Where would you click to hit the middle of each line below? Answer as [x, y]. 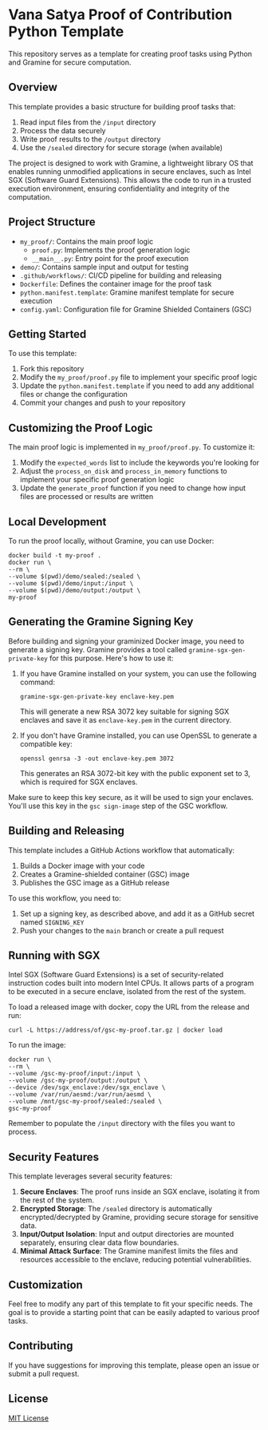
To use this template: [43, 354]
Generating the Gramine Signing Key [101, 622]
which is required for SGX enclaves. [79, 782]
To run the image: [37, 1045]
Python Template [66, 32]
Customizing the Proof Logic [81, 428]
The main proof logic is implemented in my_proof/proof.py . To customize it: [132, 447]
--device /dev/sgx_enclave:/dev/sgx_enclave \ [87, 1087]
